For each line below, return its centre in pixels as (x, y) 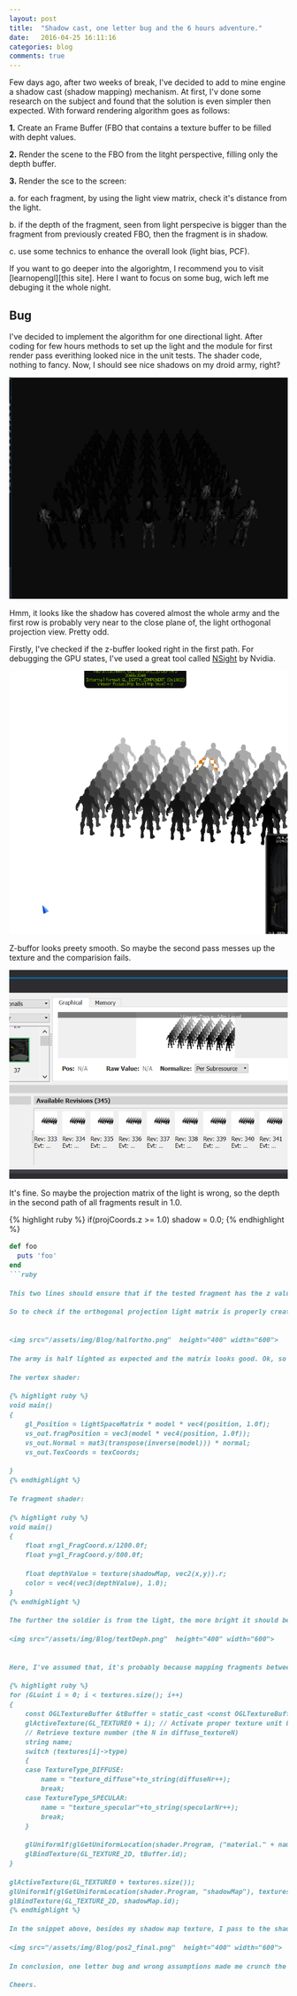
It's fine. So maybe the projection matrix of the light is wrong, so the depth (145, 1193)
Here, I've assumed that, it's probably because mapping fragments (136, 1667)
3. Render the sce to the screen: (68, 181)
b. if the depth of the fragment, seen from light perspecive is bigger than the (148, 225)
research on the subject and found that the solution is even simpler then (140, 101)
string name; (49, 1742)
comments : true (37, 56)
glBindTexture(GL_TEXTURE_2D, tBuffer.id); (107, 1854)
